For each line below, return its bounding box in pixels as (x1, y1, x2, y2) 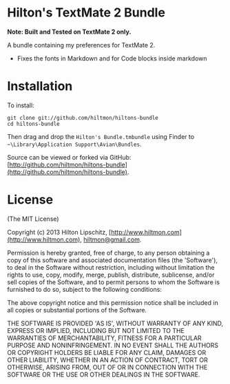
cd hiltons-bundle (7, 120, 60, 127)
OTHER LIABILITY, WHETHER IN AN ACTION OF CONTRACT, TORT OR (7, 356, 208, 364)
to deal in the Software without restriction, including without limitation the (7, 263, 215, 271)
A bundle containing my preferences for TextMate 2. (7, 41, 156, 49)
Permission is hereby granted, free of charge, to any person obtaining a (7, 248, 210, 257)
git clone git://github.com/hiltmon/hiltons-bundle (7, 114, 158, 121)
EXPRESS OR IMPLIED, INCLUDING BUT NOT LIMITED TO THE (7, 326, 185, 334)
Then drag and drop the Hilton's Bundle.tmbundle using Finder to (7, 132, 195, 140)
